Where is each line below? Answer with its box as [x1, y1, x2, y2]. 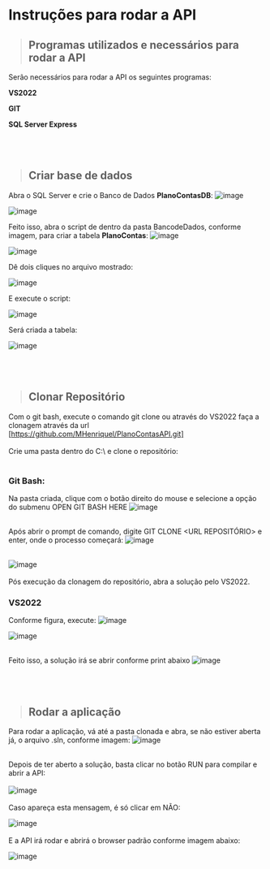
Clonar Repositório [28, 390, 126, 404]
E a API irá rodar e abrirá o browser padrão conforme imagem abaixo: [8, 836, 241, 845]
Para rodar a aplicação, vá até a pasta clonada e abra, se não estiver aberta [8, 727, 261, 737]
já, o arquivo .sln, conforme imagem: [8, 735, 131, 745]
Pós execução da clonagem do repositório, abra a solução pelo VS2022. [8, 577, 251, 586]
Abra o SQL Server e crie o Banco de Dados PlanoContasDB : [8, 190, 213, 200]
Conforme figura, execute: [8, 616, 96, 625]
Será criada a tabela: [8, 325, 78, 335]
